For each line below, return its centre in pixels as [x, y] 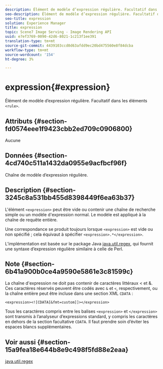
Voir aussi [20, 342]
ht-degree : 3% [19, 59]
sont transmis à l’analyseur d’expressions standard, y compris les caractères [81, 317]
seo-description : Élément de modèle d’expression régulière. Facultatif [80, 14]
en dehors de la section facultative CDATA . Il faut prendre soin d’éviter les [77, 322]
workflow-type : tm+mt [27, 50]
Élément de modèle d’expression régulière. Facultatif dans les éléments [76, 101]
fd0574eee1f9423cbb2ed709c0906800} [69, 129]
